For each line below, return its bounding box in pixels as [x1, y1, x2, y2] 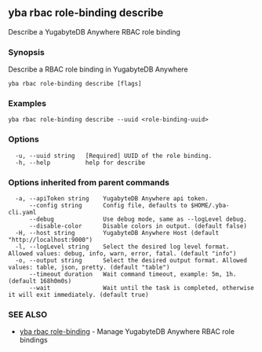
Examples [8, 98, 47, 109]
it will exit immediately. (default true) [8, 291, 149, 299]
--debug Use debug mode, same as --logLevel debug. [28, 215, 247, 223]
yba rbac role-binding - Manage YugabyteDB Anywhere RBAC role [19, 327, 235, 336]
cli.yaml [8, 208, 37, 216]
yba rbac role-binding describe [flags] [8, 80, 143, 88]
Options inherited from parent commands [8, 177, 170, 188]
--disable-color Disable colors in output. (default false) [28, 222, 247, 230]
